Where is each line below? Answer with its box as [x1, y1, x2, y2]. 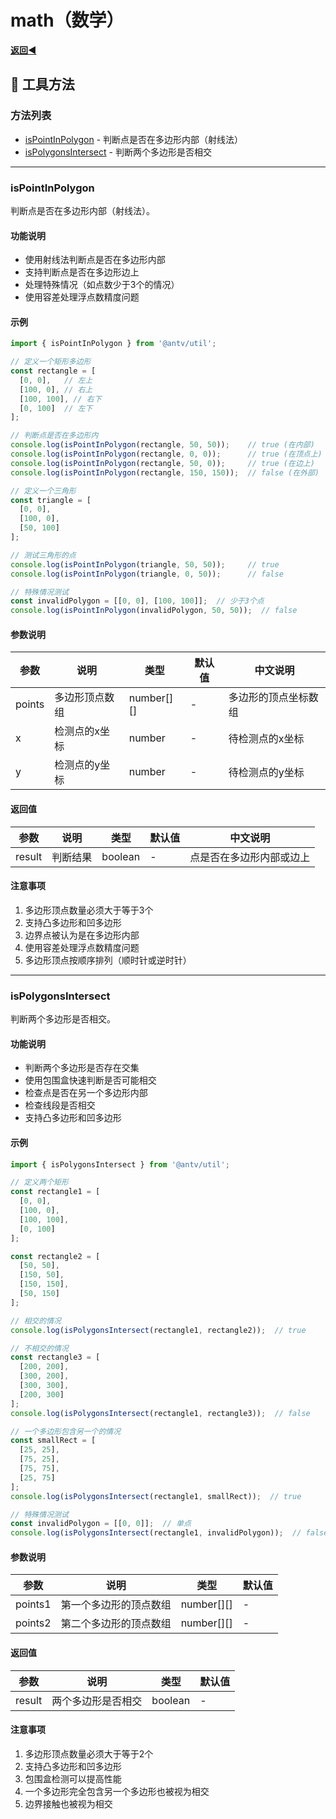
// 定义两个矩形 [10, 1177, 69, 1188]
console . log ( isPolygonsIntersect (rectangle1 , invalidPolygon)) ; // [10, 1528, 302, 1538]
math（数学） [10, 9, 125, 32]
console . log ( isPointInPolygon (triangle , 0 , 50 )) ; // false [10, 569, 284, 579]
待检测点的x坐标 [228, 732, 305, 746]
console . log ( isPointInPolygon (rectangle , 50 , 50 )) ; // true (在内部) [10, 440, 315, 450]
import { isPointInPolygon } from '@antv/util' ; [10, 339, 217, 349]
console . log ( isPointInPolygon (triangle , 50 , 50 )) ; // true [10, 559, 280, 570]
